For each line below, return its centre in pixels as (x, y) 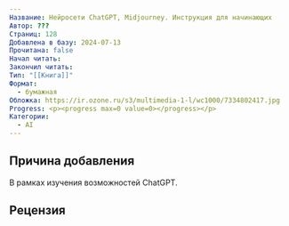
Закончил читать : (41, 68)
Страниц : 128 (33, 34)
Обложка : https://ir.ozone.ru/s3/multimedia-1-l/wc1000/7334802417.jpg (144, 100)
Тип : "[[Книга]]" (41, 76)
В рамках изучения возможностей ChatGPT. (93, 182)
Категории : (29, 117)
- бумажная (37, 92)
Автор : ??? (29, 26)
